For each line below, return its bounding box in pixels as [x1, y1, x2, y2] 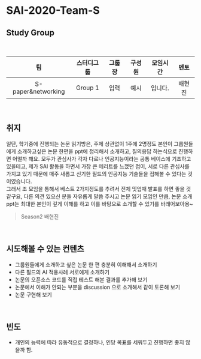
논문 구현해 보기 [14, 291, 52, 298]
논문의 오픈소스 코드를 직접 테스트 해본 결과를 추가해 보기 [14, 276, 148, 283]
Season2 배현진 [20, 213, 59, 220]
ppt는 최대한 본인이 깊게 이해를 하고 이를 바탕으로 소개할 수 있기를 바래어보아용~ [6, 200, 193, 207]
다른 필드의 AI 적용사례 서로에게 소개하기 [14, 268, 109, 276]
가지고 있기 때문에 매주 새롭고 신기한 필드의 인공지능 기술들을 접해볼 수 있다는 [6, 170, 187, 177]
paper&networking [13, 88, 65, 95]
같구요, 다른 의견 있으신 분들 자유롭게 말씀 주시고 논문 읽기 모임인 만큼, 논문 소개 [6, 193, 193, 200]
